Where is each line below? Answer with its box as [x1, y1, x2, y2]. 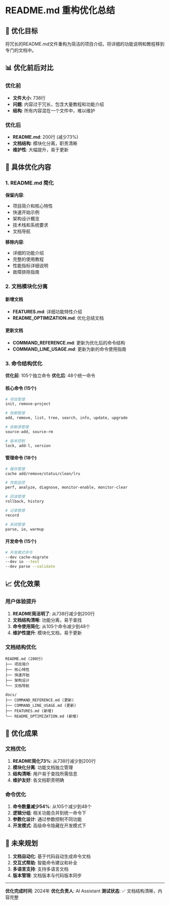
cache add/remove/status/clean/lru [5, 471, 80, 476]
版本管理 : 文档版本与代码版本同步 [12, 872, 82, 878]
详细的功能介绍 [12, 249, 44, 256]
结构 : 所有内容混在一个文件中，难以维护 [12, 107, 95, 113]
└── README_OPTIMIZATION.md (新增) [5, 714, 79, 719]
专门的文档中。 [5, 47, 36, 53]
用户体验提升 [5, 598, 37, 605]
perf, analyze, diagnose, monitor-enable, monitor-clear [5, 485, 128, 490]
